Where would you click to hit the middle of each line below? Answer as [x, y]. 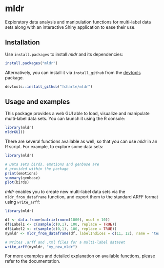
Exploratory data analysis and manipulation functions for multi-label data [78, 22]
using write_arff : [23, 202]
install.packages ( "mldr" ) [31, 63]
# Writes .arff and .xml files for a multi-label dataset [65, 242]
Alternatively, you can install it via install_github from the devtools [73, 72]
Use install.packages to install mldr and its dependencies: [64, 54]
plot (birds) [17, 182]
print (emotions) [21, 173]
